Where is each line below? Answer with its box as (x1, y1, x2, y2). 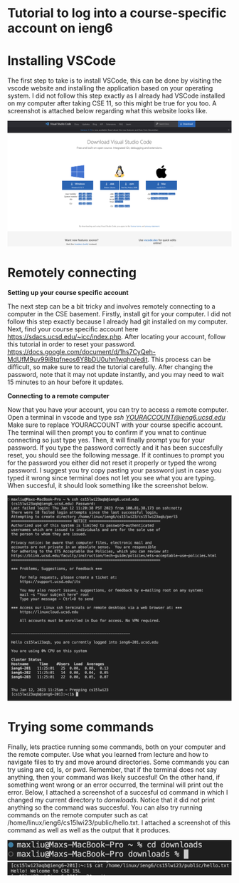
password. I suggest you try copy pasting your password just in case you (7, 466, 222, 475)
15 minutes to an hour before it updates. (7, 378, 124, 386)
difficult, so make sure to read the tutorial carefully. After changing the (7, 363, 213, 371)
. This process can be (147, 355, 211, 364)
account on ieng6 (7, 20, 113, 36)
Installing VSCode (7, 53, 116, 69)
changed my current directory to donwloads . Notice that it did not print (7, 795, 216, 804)
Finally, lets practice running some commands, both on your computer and (7, 743, 226, 751)
